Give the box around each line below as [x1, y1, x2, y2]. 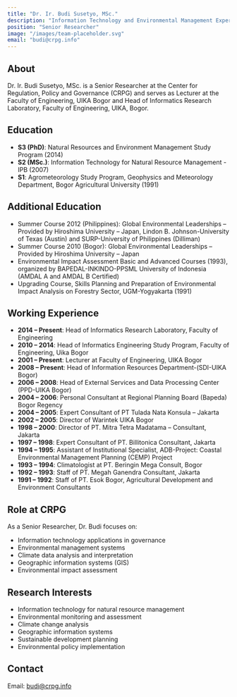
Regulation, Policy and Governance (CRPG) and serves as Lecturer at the [7, 89, 219, 97]
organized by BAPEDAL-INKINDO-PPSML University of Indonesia [17, 264, 207, 273]
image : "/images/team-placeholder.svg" [7, 30, 125, 37]
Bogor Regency [17, 401, 63, 409]
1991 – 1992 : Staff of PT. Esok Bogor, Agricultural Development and [17, 476, 213, 484]
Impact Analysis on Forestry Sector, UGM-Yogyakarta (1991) [17, 287, 193, 295]
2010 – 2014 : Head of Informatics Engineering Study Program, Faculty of [17, 341, 229, 350]
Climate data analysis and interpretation [17, 551, 134, 560]
